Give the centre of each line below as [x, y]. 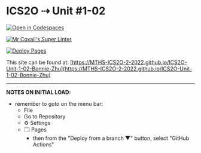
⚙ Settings [37, 123]
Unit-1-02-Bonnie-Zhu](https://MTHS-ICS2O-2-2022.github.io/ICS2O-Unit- [99, 68]
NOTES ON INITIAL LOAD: [39, 92]
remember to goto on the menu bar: [59, 103]
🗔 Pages [35, 129]
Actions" [43, 144]
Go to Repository [45, 116]
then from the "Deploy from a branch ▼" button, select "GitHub [111, 138]
